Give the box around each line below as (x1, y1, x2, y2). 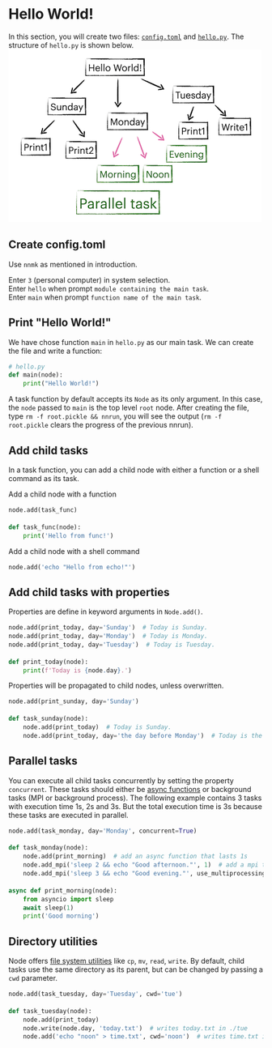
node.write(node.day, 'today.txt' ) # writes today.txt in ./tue (23, 1024, 249, 1033)
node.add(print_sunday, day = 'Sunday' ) (8, 697, 139, 705)
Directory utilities (8, 935, 99, 948)
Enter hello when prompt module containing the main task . (8, 283, 209, 293)
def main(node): (8, 371, 63, 379)
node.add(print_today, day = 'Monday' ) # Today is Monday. (8, 633, 208, 641)
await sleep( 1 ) (23, 904, 74, 912)
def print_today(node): (8, 658, 89, 666)
